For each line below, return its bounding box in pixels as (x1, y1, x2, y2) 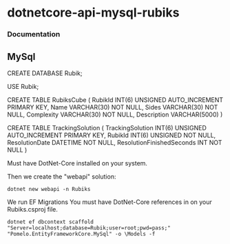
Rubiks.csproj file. (7, 205, 59, 213)
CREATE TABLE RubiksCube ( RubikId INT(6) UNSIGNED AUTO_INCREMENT (7, 95, 224, 104)
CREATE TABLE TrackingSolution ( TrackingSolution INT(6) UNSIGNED (7, 123, 207, 132)
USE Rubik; (7, 82, 39, 90)
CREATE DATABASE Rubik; (7, 69, 83, 77)
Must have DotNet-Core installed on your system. (7, 159, 148, 167)
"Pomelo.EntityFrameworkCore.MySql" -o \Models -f (7, 230, 156, 237)
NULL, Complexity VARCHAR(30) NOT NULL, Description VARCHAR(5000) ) (7, 110, 223, 119)
